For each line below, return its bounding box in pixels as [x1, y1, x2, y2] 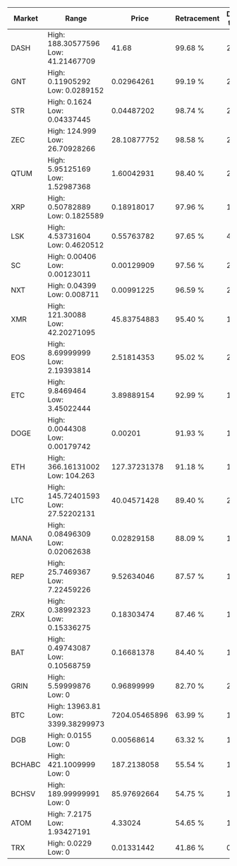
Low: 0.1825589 [47, 211, 104, 221]
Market [13, 13, 39, 23]
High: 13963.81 [47, 701, 101, 711]
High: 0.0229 [47, 838, 92, 848]
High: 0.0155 [47, 731, 92, 740]
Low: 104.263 [47, 471, 95, 480]
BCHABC [11, 760, 41, 769]
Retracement [175, 13, 220, 23]
